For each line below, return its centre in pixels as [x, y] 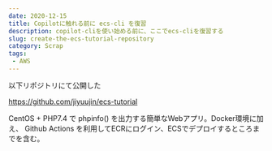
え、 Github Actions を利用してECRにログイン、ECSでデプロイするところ [131, 128]
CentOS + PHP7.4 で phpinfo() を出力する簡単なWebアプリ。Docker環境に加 [136, 118]
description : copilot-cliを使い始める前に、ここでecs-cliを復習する [116, 31]
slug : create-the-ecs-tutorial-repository [81, 39]
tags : [17, 54]
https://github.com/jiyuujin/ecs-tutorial [73, 101]
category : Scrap [36, 46]
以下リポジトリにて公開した [55, 85]
